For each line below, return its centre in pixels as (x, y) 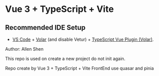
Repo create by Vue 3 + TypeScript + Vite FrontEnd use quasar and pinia (79, 68)
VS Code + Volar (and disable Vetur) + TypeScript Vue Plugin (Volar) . (83, 39)
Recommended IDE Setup (45, 28)
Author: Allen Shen (24, 49)
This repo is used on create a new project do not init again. (65, 59)
